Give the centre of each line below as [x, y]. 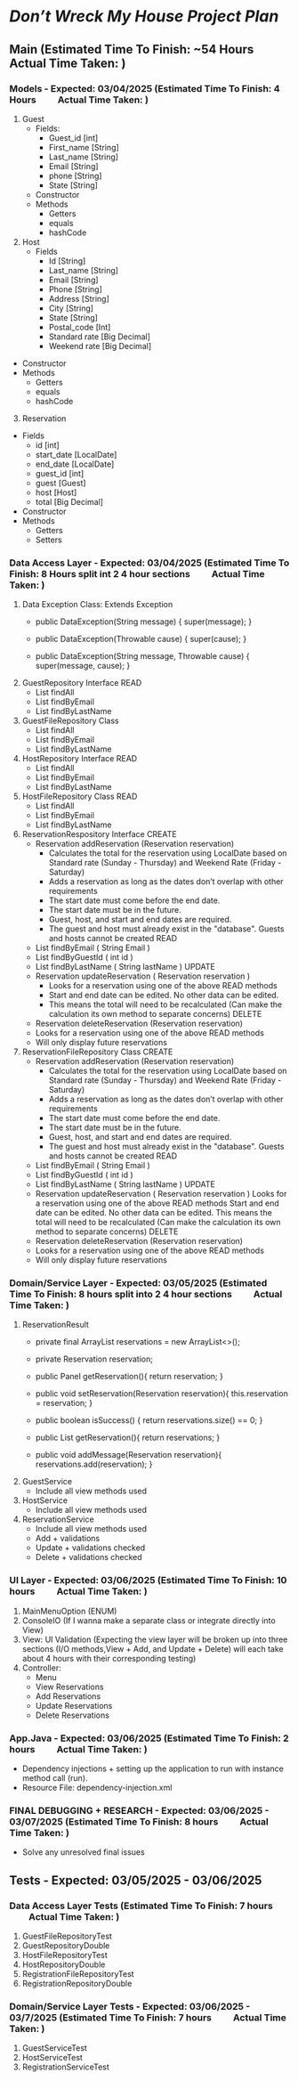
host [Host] [56, 492]
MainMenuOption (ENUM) [69, 1611]
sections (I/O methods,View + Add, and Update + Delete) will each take [153, 1648]
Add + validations [68, 1539]
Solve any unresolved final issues [83, 1852]
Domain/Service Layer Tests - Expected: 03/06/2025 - [130, 2006]
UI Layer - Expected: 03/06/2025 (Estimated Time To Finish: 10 [148, 1581]
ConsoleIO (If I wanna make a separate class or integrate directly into [149, 1620]
